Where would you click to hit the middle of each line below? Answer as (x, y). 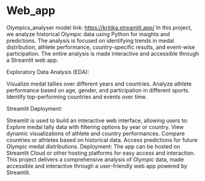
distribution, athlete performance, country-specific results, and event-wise (101, 47)
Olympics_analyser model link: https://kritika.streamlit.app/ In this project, (99, 28)
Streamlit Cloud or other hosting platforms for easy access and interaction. (101, 153)
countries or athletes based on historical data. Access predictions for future (102, 140)
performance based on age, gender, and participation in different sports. (98, 90)
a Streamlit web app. (33, 60)
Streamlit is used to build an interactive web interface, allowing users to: (97, 120)
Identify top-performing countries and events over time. (77, 97)
